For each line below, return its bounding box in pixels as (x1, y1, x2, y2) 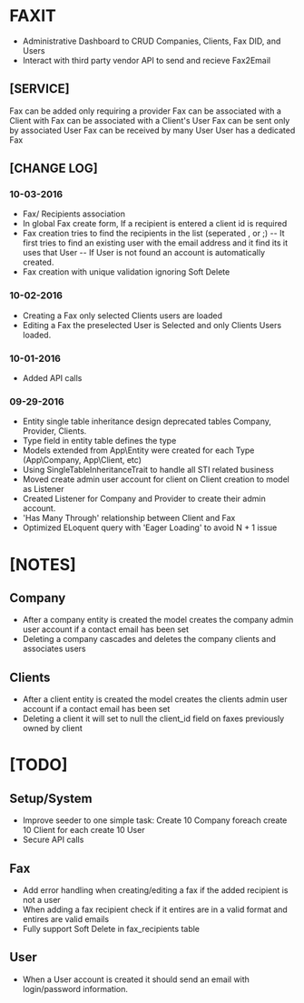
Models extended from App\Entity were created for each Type (22, 445, 255, 456)
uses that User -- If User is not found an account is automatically (22, 247, 266, 258)
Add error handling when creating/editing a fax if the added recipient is (22, 884, 289, 896)
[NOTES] (9, 554, 77, 575)
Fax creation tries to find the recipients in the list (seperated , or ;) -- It (22, 228, 285, 239)
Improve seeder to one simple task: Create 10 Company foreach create (22, 815, 288, 826)
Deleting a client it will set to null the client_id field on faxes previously (22, 713, 285, 724)
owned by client (22, 723, 83, 734)
